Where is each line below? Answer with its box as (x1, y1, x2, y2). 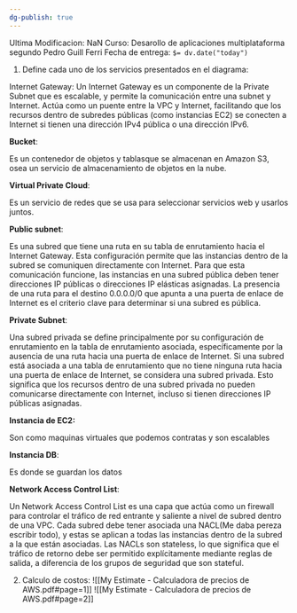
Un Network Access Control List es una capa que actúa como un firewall (9, 500, 275, 511)
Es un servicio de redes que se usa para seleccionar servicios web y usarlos (9, 197, 289, 208)
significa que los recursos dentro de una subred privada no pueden (9, 379, 255, 389)
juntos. (9, 206, 35, 217)
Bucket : (9, 136, 38, 146)
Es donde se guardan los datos (9, 467, 122, 477)
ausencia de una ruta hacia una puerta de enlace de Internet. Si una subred (9, 350, 285, 361)
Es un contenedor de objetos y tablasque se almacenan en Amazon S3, (9, 153, 270, 164)
